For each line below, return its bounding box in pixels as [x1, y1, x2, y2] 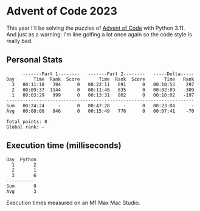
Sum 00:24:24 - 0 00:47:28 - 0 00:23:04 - [6, 102, 195, 109]
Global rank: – [6, 124, 45, 130]
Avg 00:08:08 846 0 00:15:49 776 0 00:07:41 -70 [6, 108, 195, 114]
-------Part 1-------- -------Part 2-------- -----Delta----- [22, 71, 195, 77]
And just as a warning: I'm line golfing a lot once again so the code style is [6, 30, 193, 38]
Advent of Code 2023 [6, 4, 117, 18]
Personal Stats [6, 55, 63, 65]
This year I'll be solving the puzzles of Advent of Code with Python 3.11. [6, 24, 185, 32]
